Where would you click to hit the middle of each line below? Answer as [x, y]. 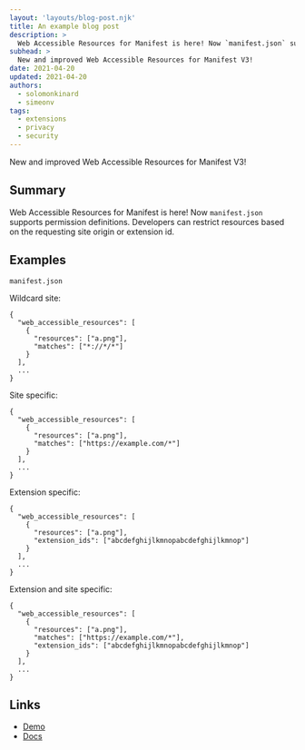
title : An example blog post [64, 26]
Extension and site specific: [61, 589]
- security [38, 136]
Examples [38, 260]
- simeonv [36, 102]
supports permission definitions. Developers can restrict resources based [147, 222]
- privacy [36, 128]
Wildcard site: [35, 298]
